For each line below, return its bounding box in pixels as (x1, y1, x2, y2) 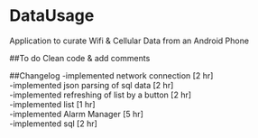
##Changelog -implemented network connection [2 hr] (9, 69, 214, 81)
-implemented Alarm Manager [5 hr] (9, 108, 144, 119)
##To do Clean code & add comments (9, 52, 151, 63)
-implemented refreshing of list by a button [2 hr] (9, 89, 192, 100)
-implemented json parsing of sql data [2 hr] (9, 79, 174, 90)
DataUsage (9, 5, 95, 26)
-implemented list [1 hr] (9, 98, 97, 109)
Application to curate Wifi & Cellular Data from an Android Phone (9, 35, 250, 46)
